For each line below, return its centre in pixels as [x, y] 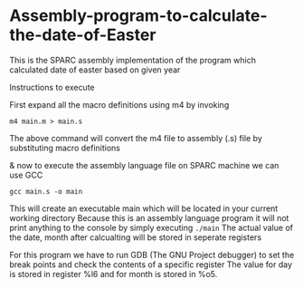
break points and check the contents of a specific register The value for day [151, 264]
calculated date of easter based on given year [95, 70]
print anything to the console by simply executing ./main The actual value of [151, 227]
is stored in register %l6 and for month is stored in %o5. [114, 274]
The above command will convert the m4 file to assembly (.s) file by [136, 138]
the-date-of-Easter [83, 35]
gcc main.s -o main [46, 191]
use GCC [26, 175]
